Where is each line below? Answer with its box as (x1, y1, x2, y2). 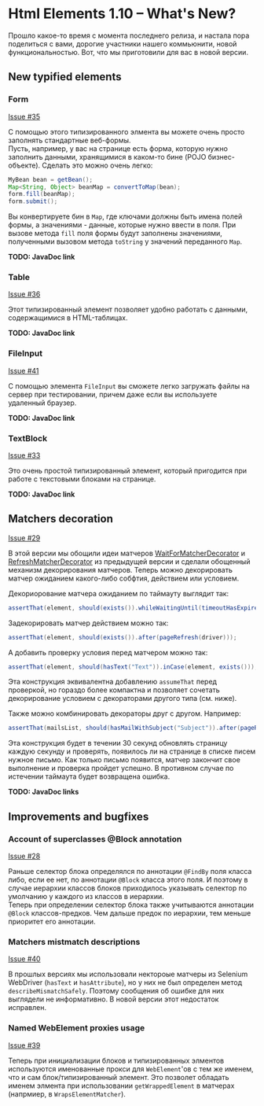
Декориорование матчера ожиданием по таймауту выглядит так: (8, 588, 229, 598)
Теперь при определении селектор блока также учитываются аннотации (8, 900, 254, 909)
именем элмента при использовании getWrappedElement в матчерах (8, 1081, 235, 1090)
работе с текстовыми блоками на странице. (8, 474, 156, 484)
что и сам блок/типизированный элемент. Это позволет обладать (8, 1072, 229, 1082)
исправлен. (8, 1003, 47, 1012)
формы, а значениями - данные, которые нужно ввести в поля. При (8, 220, 236, 230)
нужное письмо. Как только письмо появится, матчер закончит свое (8, 755, 241, 765)
